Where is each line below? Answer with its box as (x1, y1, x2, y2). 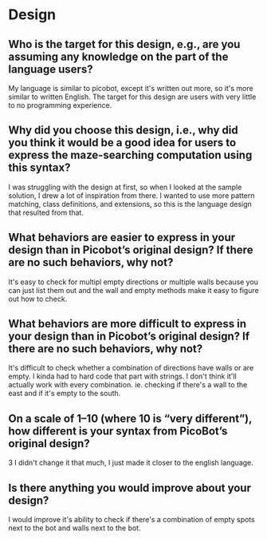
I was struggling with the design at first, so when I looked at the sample (8, 182, 242, 192)
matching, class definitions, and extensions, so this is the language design (8, 199, 253, 208)
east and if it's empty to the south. (8, 389, 121, 398)
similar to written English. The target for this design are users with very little (8, 92, 257, 101)
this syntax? (8, 161, 71, 175)
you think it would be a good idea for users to (8, 136, 237, 149)
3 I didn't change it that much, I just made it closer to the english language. (8, 458, 253, 468)
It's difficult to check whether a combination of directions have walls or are (8, 363, 254, 373)
